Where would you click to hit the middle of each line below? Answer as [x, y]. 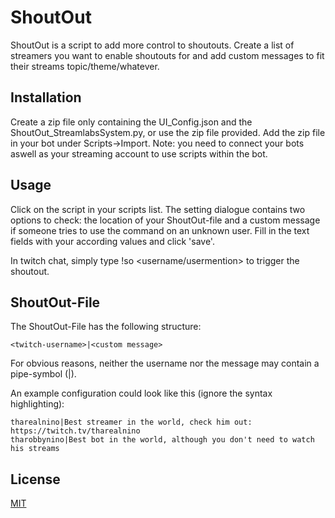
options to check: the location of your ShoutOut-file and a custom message [165, 220]
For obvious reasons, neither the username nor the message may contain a [165, 363]
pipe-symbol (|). [43, 374]
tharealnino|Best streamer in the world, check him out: [131, 422]
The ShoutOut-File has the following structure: [106, 327]
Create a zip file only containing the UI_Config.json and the [131, 122]
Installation [46, 97]
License [35, 479]
